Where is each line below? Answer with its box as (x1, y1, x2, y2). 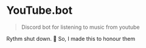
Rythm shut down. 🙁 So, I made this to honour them (6, 35, 136, 42)
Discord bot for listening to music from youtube (21, 23, 140, 31)
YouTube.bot (6, 4, 73, 17)
